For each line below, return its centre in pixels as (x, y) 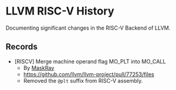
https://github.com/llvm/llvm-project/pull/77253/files (89, 74)
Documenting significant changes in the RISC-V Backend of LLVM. (88, 28)
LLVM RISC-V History (60, 11)
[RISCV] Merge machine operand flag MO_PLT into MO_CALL (90, 61)
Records (22, 47)
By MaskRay (39, 68)
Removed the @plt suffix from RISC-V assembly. (83, 80)
